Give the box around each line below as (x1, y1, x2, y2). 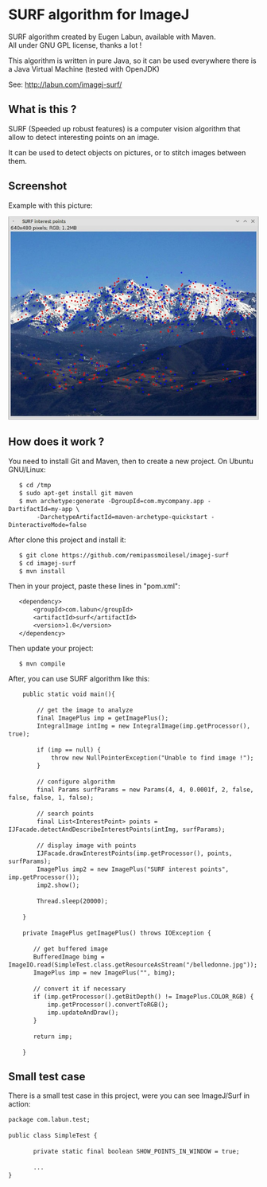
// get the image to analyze (37, 706, 133, 714)
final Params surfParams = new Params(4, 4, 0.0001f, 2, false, (37, 786, 254, 794)
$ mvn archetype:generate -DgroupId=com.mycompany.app (18, 497, 204, 505)
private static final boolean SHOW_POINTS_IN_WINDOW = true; (33, 1148, 240, 1156)
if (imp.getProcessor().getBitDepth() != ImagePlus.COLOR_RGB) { (33, 993, 254, 1001)
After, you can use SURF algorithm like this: (8, 674, 150, 683)
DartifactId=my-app (8, 505, 73, 513)
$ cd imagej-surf (18, 559, 77, 567)
